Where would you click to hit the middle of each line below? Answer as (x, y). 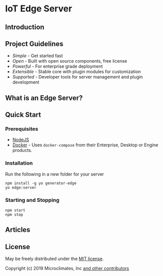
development (26, 82)
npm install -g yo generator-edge (41, 183)
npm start (15, 210)
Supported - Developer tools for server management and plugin (78, 77)
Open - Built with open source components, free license (70, 61)
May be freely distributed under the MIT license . (54, 259)
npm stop (14, 215)
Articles (18, 230)
